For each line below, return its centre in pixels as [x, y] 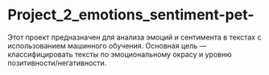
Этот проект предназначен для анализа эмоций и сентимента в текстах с [134, 37]
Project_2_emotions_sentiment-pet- [131, 15]
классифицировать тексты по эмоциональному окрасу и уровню [120, 54]
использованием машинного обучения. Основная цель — [107, 45]
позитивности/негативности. [57, 63]
